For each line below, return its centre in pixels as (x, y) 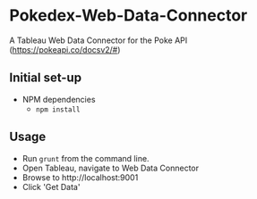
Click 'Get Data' (51, 187)
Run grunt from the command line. (86, 158)
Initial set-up (46, 78)
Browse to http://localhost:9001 (80, 177)
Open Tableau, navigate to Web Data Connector (111, 168)
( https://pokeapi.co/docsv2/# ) (65, 49)
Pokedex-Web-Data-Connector (128, 16)
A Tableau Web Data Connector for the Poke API (99, 40)
